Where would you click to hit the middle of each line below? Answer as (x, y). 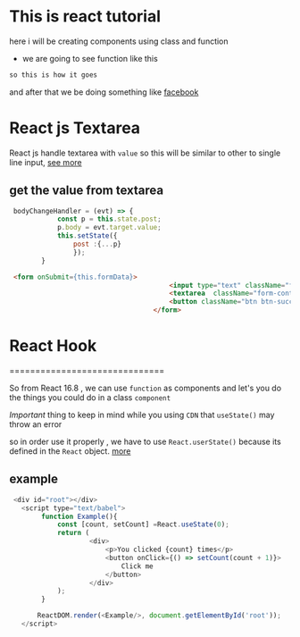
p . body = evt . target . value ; (109, 228)
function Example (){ (79, 516)
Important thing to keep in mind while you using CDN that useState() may (142, 415)
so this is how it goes (54, 75)
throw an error (36, 424)
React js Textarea (75, 128)
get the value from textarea (86, 191)
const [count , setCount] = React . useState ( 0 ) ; (143, 524)
